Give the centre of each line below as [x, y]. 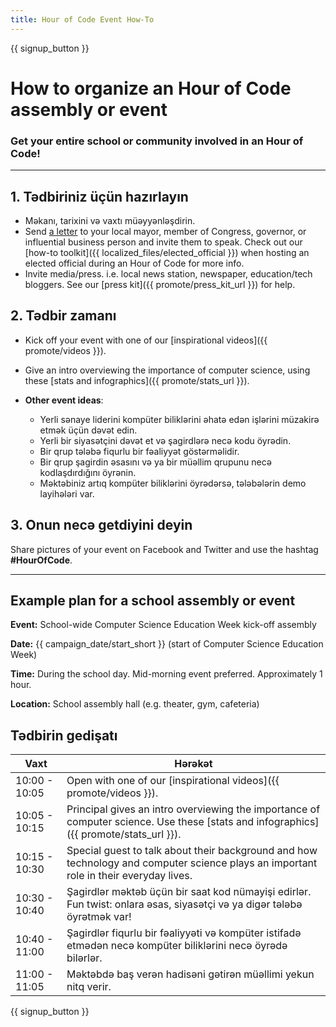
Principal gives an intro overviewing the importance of [193, 809]
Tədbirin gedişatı [64, 735]
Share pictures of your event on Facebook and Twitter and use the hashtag [164, 549]
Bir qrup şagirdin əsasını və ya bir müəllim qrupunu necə [155, 462]
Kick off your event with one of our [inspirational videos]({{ [146, 340]
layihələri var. [67, 493]
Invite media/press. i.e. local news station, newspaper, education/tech [168, 273]
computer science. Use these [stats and [160, 822]
